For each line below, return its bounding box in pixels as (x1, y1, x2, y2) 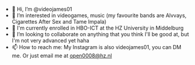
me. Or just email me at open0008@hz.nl (11, 52, 113, 59)
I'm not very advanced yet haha (11, 37, 89, 44)
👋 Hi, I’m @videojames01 (11, 6, 72, 12)
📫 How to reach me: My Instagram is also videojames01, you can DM (11, 44, 182, 50)
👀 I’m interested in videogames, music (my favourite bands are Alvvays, (11, 12, 187, 19)
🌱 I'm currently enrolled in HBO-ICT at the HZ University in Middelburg (11, 24, 184, 31)
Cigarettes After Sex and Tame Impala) (11, 18, 107, 25)
